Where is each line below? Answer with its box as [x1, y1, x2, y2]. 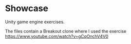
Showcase [5, 3, 49, 14]
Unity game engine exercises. [5, 19, 65, 25]
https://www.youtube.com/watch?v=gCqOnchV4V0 [5, 33, 109, 39]
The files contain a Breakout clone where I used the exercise [5, 28, 127, 34]
